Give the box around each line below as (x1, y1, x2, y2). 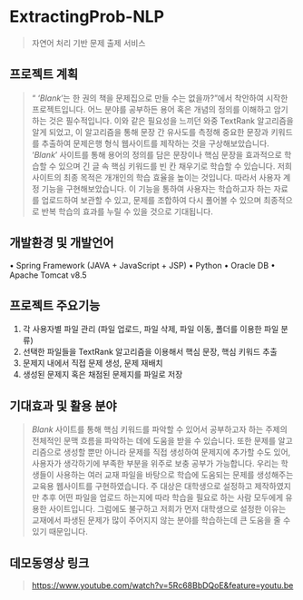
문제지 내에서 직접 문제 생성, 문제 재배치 (22, 358, 163, 369)
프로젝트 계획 (9, 66, 79, 83)
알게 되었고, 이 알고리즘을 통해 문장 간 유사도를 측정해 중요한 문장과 (31, 126, 269, 137)
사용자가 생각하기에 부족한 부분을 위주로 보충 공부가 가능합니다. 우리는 (31, 458, 279, 469)
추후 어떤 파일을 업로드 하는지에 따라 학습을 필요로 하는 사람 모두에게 (41, 492, 284, 503)
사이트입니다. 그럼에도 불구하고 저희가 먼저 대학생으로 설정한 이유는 (48, 504, 287, 515)
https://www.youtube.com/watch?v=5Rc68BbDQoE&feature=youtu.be (31, 580, 294, 591)
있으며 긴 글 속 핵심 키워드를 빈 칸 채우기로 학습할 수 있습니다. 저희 (58, 161, 293, 172)
